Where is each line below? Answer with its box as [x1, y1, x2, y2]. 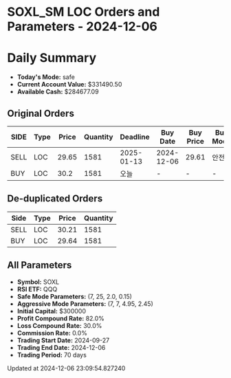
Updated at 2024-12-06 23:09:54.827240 [7, 364, 126, 372]
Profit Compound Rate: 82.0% [16, 314, 105, 322]
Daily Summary [7, 50, 97, 66]
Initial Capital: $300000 [16, 307, 87, 315]
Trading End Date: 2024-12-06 [16, 343, 106, 351]
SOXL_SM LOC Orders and [7, 4, 160, 20]
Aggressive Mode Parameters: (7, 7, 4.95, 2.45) [16, 300, 153, 308]
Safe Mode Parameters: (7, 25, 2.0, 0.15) [16, 292, 133, 300]
